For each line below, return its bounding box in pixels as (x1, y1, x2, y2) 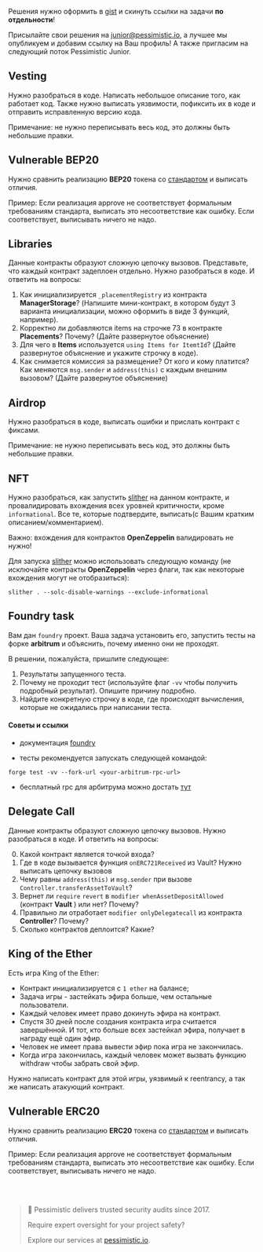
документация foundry (19, 738, 96, 748)
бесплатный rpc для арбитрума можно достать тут (19, 782, 192, 792)
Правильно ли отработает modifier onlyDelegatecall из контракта (19, 907, 243, 917)
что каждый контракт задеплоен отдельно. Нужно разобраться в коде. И (8, 266, 255, 276)
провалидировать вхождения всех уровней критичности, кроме (8, 501, 225, 511)
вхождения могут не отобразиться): (8, 573, 130, 583)
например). (19, 315, 59, 324)
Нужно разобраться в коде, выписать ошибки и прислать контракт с (8, 417, 240, 426)
